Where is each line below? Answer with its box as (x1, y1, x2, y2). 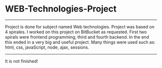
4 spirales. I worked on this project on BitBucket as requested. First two (5, 29, 147, 35)
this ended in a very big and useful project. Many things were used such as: (5, 39, 156, 45)
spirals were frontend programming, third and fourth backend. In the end (5, 34, 149, 40)
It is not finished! (5, 58, 39, 64)
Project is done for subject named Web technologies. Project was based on (5, 24, 155, 29)
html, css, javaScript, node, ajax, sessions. (5, 44, 89, 50)
